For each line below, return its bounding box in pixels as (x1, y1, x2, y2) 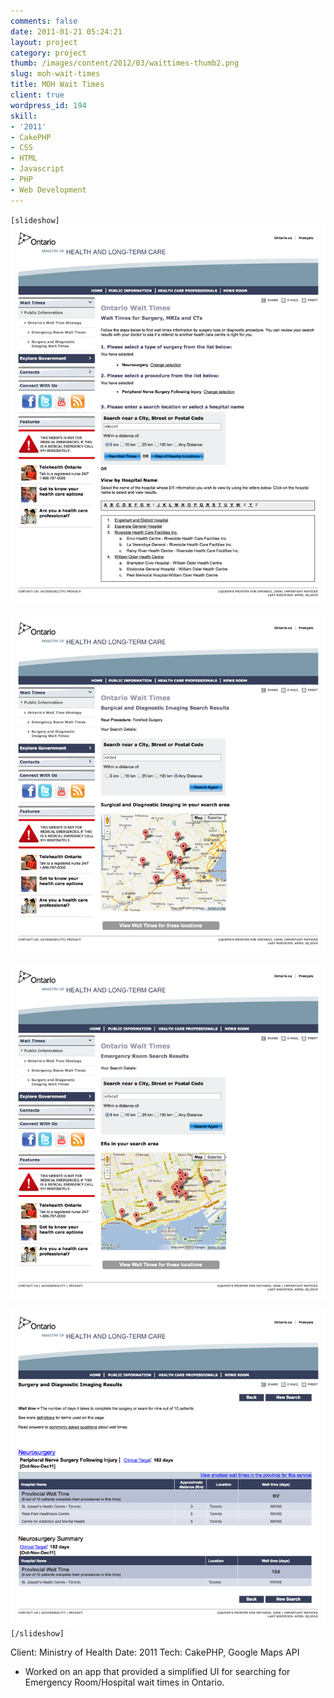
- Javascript (10, 164, 65, 174)
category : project (10, 48, 87, 58)
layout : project (10, 37, 78, 47)
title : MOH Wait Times (10, 80, 105, 90)
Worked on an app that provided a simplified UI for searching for (24, 1665, 291, 1677)
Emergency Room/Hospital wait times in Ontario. (24, 1676, 225, 1688)
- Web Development (10, 185, 87, 195)
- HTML (10, 153, 38, 164)
